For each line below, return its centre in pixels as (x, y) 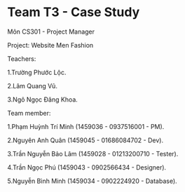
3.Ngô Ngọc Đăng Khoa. (43, 100)
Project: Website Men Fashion (50, 45)
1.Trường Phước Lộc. (37, 72)
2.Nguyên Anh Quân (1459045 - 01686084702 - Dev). (85, 140)
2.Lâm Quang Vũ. (33, 85)
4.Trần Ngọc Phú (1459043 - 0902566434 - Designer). (87, 167)
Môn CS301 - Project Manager (51, 32)
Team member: (29, 113)
